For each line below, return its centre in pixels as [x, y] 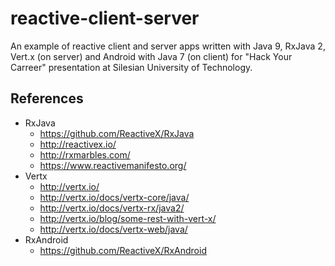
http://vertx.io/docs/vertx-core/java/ [114, 197]
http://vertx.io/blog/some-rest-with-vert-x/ [128, 218]
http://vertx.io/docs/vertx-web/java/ [113, 229]
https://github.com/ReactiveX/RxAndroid [123, 250]
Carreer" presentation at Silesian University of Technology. [131, 67]
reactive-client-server [105, 18]
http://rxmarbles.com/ [85, 154]
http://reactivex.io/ [78, 144]
